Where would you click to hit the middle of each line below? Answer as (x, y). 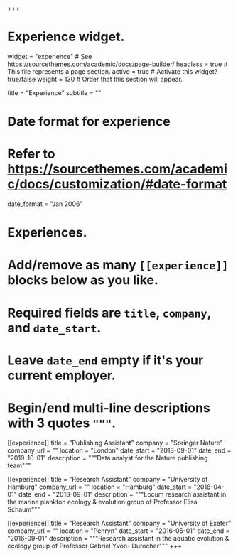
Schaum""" (24, 509)
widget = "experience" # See (50, 56)
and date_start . (54, 328)
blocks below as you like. (83, 280)
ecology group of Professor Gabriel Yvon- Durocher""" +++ (95, 546)
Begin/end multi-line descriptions (109, 408)
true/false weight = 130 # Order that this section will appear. (95, 79)
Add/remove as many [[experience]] (118, 265)
